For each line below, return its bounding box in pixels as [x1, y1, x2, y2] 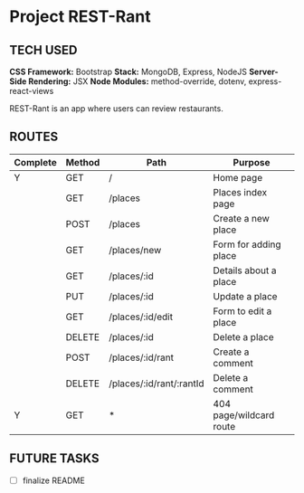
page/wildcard [213, 409, 275, 422]
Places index [213, 185, 268, 198]
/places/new [108, 243, 162, 256]
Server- [248, 66, 279, 77]
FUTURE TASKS [9, 450, 100, 467]
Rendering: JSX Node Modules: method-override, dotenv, [28, 76, 247, 87]
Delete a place [213, 330, 274, 343]
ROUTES [9, 129, 59, 145]
